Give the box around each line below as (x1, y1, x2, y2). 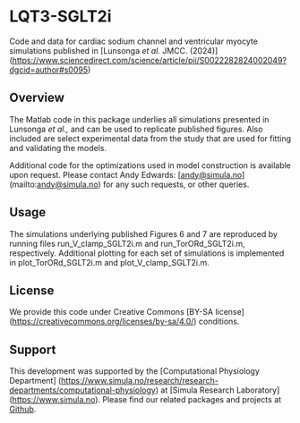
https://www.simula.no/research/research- (61, 376, 219, 386)
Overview (9, 90, 65, 106)
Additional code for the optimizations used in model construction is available (9, 159, 291, 171)
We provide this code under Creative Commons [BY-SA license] (9, 307, 244, 317)
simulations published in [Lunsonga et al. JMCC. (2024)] (9, 45, 219, 55)
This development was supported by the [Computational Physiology (9, 366, 260, 376)
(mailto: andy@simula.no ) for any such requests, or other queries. (9, 179, 250, 190)
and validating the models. (9, 142, 107, 153)
